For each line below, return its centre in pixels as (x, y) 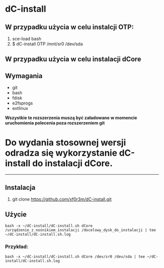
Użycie (16, 215)
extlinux (20, 108)
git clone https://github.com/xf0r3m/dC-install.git (62, 199)
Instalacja (20, 187)
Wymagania (24, 76)
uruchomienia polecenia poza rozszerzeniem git (55, 123)
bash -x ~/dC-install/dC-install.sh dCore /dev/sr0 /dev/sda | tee (75, 257)
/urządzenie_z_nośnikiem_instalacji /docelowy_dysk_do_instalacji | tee (81, 230)
